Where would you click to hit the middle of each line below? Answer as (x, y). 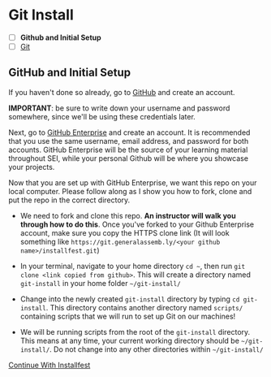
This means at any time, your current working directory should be (129, 340)
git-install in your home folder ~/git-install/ (100, 283)
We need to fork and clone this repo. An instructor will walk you (128, 215)
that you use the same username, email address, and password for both (129, 141)
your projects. (32, 167)
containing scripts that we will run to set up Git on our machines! (128, 316)
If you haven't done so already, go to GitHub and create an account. (122, 92)
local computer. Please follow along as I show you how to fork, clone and (130, 191)
